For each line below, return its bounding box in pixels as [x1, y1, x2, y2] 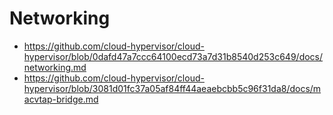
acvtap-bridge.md [23, 93, 99, 105]
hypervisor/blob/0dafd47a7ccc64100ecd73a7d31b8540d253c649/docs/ [23, 50, 324, 62]
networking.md [23, 61, 87, 73]
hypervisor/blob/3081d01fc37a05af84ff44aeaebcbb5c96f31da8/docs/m [23, 82, 322, 94]
